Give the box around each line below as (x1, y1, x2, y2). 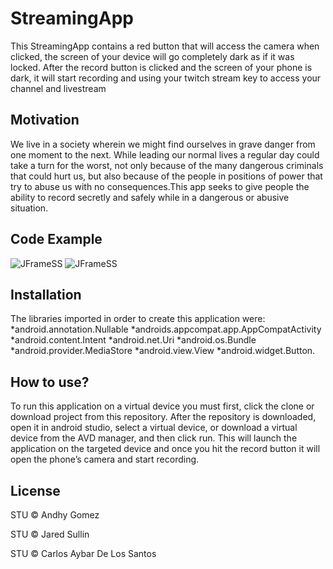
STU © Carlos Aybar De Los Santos (10, 548, 157, 559)
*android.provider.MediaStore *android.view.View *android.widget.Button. (10, 345, 316, 357)
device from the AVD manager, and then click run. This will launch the (10, 432, 298, 444)
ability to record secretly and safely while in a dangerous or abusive (10, 191, 290, 203)
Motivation (10, 112, 80, 129)
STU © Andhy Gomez (10, 509, 100, 521)
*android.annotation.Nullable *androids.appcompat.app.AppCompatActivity (10, 323, 322, 336)
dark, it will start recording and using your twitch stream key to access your (10, 72, 322, 84)
